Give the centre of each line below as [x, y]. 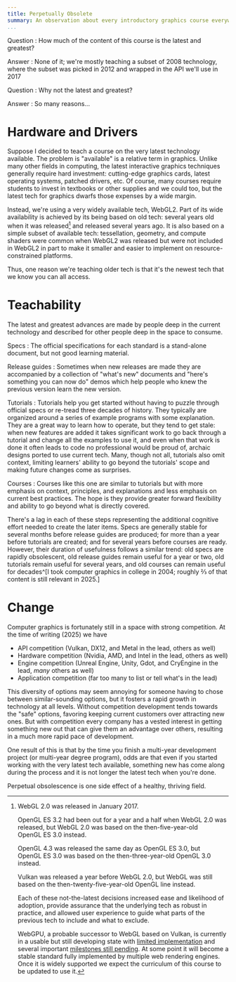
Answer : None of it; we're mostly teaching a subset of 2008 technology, [112, 61]
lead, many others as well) [56, 670]
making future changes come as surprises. [69, 470]
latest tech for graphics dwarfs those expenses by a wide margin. [102, 196]
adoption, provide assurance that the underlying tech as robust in [112, 905]
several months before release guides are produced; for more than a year [113, 535]
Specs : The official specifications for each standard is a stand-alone [107, 346]
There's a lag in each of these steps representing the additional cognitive [113, 520]
